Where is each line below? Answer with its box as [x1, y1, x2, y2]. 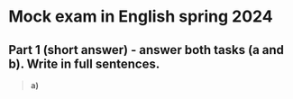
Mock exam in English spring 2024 [8, 6, 273, 27]
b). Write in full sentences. [8, 56, 160, 71]
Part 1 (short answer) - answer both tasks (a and [8, 42, 285, 58]
